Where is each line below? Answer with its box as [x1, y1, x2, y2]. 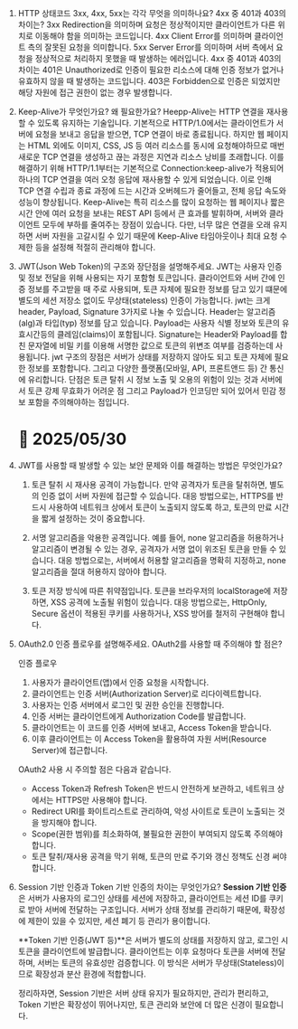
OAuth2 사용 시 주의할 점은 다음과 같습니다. [17, 763, 172, 775]
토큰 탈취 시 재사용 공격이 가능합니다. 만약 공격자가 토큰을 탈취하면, [31, 478, 268, 490]
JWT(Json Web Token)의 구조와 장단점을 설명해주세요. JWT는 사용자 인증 [17, 261, 283, 271]
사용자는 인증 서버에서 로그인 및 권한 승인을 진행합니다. [31, 699, 225, 710]
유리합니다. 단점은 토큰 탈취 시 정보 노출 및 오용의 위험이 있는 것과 [27, 374, 259, 384]
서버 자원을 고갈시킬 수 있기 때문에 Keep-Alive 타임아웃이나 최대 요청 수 [34, 231, 287, 241]
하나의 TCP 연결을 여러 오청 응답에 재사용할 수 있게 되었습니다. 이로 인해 [17, 175, 273, 184]
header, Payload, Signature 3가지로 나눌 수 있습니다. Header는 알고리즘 [17, 307, 276, 316]
